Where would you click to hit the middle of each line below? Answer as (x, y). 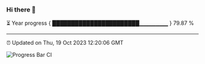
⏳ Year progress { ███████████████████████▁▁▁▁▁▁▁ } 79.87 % (100, 23)
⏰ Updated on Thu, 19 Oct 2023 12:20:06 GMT (65, 43)
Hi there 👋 (21, 10)
